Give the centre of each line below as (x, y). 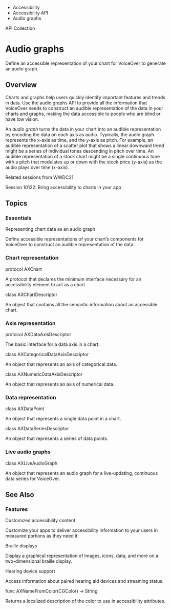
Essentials (18, 218)
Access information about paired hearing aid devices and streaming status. (84, 581)
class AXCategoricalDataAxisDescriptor (47, 355)
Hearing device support (30, 571)
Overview (21, 85)
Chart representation (32, 258)
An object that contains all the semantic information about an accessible (81, 304)
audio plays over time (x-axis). (37, 167)
